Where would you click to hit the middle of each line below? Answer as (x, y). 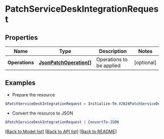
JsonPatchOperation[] (65, 62)
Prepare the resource (33, 94)
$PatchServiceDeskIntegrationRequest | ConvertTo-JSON (62, 122)
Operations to (112, 59)
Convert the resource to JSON (42, 113)
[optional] (145, 62)
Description (113, 51)
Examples (20, 83)
